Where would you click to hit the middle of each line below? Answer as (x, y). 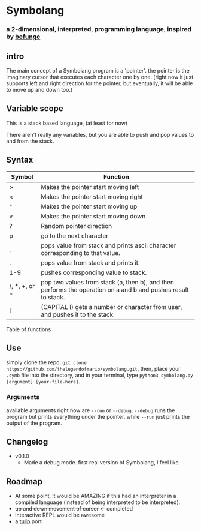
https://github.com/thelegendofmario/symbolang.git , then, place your (93, 369)
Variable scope (35, 109)
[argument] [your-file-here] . (43, 382)
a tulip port (28, 521)
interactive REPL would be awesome (60, 515)
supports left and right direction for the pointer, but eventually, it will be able (100, 83)
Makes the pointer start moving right (92, 197)
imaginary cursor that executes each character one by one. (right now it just (100, 77)
